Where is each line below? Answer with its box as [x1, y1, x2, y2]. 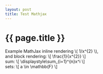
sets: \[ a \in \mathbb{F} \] [5, 64, 58, 70]
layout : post [5, 7, 32, 12]
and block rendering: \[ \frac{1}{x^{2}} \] [5, 54, 86, 59]
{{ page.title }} [5, 32, 65, 44]
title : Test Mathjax [5, 12, 47, 16]
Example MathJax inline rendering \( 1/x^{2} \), [5, 48, 99, 54]
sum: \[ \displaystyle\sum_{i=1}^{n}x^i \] [5, 59, 85, 64]
